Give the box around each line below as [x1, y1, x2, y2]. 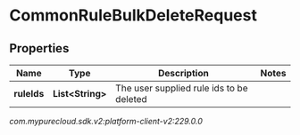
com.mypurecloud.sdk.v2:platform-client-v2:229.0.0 [9, 116, 204, 126]
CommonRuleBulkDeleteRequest [9, 5, 257, 26]
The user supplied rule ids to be [115, 82, 248, 94]
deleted [115, 93, 147, 105]
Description [157, 67, 210, 79]
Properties [9, 41, 70, 56]
